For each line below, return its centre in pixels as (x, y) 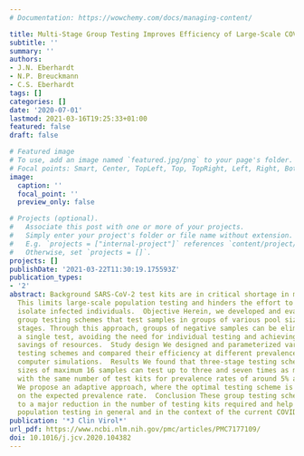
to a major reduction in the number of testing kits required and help (156, 404)
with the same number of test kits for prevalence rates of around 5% (153, 378)
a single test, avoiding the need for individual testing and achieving (157, 336)
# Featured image (42, 152)
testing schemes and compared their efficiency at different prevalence (157, 354)
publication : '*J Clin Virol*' (68, 421)
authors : (26, 60)
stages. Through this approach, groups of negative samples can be (147, 328)
